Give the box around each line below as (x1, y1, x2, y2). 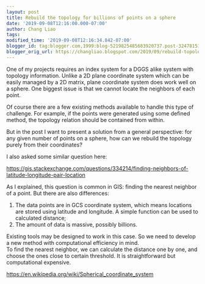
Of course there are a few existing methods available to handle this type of (6, 103, 194, 111)
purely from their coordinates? (6, 141, 82, 148)
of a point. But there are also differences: (6, 189, 110, 197)
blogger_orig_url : (6, 49, 53, 55)
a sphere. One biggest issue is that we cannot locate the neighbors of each (6, 85, 195, 92)
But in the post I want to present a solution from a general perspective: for (6, 128, 192, 135)
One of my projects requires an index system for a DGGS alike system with (6, 65, 194, 73)
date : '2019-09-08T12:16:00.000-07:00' (6, 20, 108, 26)
